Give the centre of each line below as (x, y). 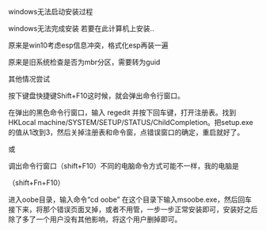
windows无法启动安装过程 (51, 11)
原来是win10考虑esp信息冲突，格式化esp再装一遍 (88, 45)
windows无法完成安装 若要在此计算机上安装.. (81, 28)
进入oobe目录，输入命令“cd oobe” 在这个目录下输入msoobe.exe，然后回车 (130, 199)
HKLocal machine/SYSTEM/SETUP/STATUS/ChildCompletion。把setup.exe (131, 122)
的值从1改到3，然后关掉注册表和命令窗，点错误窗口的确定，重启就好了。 (126, 132)
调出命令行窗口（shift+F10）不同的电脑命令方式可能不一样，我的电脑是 (124, 166)
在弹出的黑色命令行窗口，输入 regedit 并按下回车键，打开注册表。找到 (122, 112)
